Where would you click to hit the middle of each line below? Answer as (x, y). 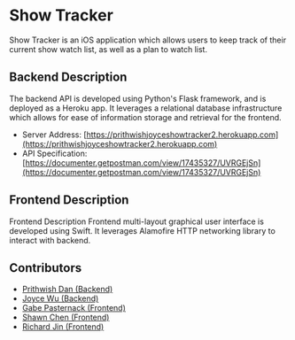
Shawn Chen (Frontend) (66, 317)
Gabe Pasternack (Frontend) (74, 308)
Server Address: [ (54, 135)
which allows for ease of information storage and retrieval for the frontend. (145, 117)
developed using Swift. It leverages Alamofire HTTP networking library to (143, 230)
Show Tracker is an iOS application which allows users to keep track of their (147, 40)
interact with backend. (50, 240)
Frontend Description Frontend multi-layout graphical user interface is (136, 221)
